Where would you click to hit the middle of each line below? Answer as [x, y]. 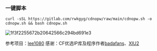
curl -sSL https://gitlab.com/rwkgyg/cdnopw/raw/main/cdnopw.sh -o [79, 19]
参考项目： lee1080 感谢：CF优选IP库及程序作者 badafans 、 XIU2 [72, 43]
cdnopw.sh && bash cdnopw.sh [36, 23]
